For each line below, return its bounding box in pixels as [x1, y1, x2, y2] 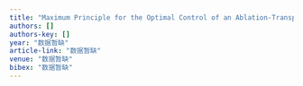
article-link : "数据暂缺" [9, 47, 102, 56]
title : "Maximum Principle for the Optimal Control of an [9, 13, 232, 22]
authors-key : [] [9, 30, 70, 39]
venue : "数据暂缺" [9, 55, 74, 64]
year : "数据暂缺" [9, 38, 69, 47]
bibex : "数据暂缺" [9, 64, 74, 73]
